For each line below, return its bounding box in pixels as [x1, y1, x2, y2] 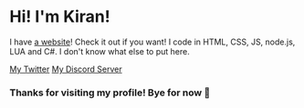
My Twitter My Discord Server [9, 64, 122, 74]
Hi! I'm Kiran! [9, 6, 111, 27]
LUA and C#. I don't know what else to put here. [9, 45, 190, 56]
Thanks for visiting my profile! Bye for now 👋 [9, 86, 211, 99]
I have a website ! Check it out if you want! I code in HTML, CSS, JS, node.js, [9, 36, 296, 47]
